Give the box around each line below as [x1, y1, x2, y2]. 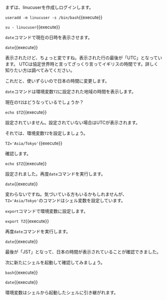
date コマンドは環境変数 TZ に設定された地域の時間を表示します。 [5, 89, 136, 94]
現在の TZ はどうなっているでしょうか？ [5, 99, 84, 105]
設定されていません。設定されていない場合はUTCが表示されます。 [5, 120, 141, 125]
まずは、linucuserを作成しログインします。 [5, 5, 94, 10]
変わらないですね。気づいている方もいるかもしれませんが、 [5, 191, 127, 197]
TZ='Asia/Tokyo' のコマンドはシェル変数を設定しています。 [5, 197, 126, 203]
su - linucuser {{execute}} [5, 24, 61, 30]
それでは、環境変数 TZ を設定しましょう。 [5, 130, 88, 136]
